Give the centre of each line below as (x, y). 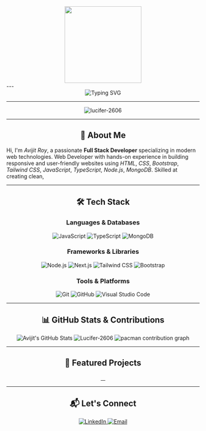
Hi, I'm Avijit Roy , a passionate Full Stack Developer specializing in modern (101, 150)
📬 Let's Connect (103, 404)
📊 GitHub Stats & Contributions (103, 320)
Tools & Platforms (103, 281)
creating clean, (25, 176)
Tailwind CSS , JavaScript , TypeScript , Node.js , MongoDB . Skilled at (92, 170)
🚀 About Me (103, 135)
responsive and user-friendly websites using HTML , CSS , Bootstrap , (93, 163)
